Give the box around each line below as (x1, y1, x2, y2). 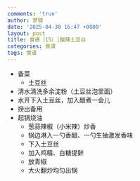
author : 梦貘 (7, 17, 44, 24)
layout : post (7, 29, 46, 37)
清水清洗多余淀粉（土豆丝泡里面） (17, 87, 117, 95)
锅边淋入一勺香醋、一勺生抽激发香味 (27, 130, 134, 139)
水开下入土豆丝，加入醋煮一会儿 (17, 95, 110, 104)
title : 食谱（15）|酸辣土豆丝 (7, 36, 87, 43)
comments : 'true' (7, 10, 58, 18)
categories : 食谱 (7, 43, 56, 50)
